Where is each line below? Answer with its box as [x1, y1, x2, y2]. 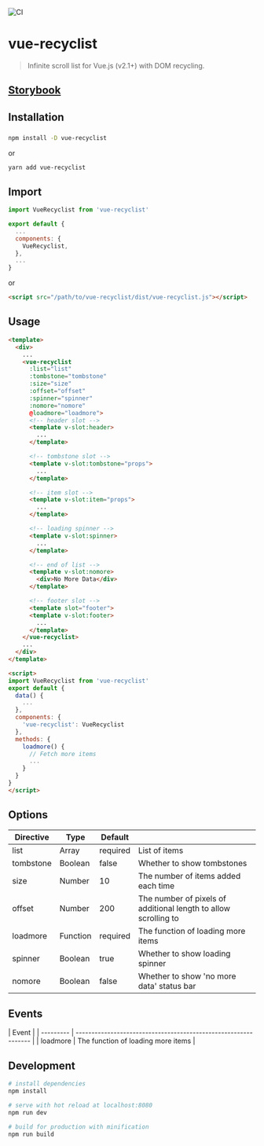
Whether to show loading [137, 948, 231, 959]
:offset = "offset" [28, 388, 86, 395]
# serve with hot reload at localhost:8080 [8, 1101, 153, 1109]
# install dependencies [8, 1080, 86, 1088]
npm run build [8, 1130, 55, 1138]
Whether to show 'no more [137, 971, 236, 982]
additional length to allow [137, 902, 230, 913]
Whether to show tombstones [137, 858, 247, 869]
